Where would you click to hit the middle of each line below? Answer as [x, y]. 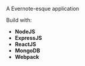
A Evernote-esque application [42, 9]
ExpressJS [28, 38]
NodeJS [25, 32]
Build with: [19, 20]
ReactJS [26, 44]
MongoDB [27, 51]
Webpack [27, 57]
